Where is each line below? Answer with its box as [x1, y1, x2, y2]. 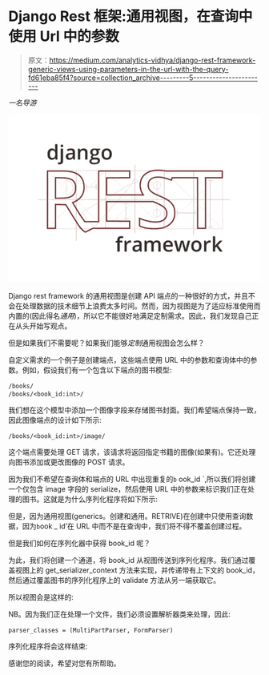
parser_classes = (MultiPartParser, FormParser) [8, 626, 174, 635]
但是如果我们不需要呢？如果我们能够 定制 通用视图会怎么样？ [8, 338, 205, 348]
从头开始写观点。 [14, 321, 72, 331]
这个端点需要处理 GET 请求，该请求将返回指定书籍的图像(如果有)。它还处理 [8, 448, 256, 457]
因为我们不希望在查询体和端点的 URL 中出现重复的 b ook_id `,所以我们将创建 [8, 474, 256, 484]
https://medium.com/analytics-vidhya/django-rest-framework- [49, 55, 256, 65]
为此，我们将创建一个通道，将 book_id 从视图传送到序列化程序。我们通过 [8, 556, 249, 565]
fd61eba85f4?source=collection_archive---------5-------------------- [27, 73, 258, 82]
